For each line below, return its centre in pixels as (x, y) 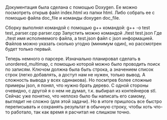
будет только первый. (29, 49)
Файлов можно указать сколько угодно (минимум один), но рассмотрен (83, 44)
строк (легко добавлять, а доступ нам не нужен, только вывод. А (75, 75)
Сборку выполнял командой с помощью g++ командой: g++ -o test (78, 28)
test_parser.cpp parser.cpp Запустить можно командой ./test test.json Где (83, 33)
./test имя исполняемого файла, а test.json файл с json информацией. (79, 38)
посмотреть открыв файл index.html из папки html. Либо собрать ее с (80, 13)
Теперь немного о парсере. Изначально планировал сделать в (73, 59)
